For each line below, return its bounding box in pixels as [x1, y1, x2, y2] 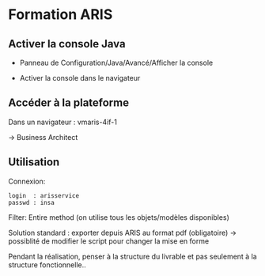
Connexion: [8, 176, 46, 186]
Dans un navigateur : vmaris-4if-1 [8, 117, 117, 127]
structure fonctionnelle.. [8, 259, 87, 270]
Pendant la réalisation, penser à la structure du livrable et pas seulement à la [8, 251, 257, 261]
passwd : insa [8, 198, 55, 206]
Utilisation [8, 156, 60, 169]
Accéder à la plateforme [8, 96, 129, 110]
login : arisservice [8, 191, 80, 199]
